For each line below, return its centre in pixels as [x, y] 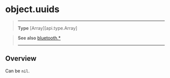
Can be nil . [17, 71]
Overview [21, 58]
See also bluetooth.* [39, 38]
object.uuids [32, 9]
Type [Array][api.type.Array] [47, 28]
